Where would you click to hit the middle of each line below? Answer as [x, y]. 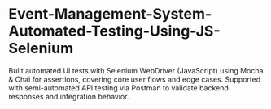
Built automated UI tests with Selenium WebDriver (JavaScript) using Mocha [136, 70]
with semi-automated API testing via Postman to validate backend [119, 88]
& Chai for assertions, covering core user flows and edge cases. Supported [135, 79]
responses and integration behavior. [69, 96]
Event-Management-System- [110, 14]
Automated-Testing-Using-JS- [114, 31]
